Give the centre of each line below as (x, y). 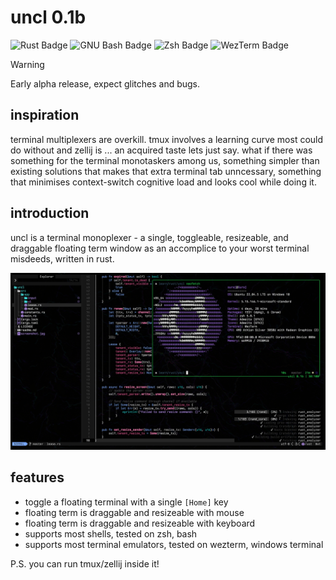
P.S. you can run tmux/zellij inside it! (85, 563)
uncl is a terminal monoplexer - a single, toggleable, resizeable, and (149, 237)
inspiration (45, 115)
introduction (50, 213)
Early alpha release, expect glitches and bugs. (105, 83)
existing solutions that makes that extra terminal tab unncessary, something (166, 171)
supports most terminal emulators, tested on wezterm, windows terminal (174, 544)
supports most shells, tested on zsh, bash (111, 533)
